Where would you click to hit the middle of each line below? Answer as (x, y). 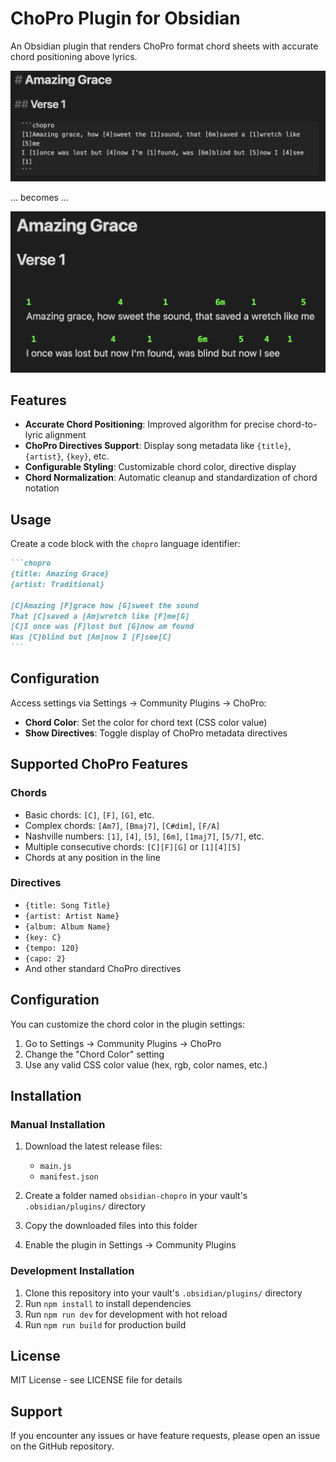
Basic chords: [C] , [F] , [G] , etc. (89, 814)
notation (42, 488)
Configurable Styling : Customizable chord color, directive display (160, 467)
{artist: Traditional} (57, 584)
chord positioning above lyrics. (74, 56)
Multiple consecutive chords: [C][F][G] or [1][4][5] (133, 846)
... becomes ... (40, 198)
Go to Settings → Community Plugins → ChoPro (123, 1043)
